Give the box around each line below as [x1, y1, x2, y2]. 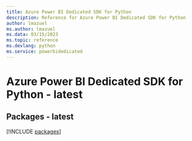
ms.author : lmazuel [6, 26, 56, 32]
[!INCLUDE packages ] [6, 128, 61, 135]
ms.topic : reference [6, 37, 59, 43]
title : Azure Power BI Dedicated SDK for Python [6, 9, 132, 15]
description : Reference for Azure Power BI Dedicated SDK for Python [6, 15, 187, 21]
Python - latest [6, 88, 83, 101]
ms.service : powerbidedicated [6, 49, 83, 55]
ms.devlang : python [6, 43, 56, 49]
